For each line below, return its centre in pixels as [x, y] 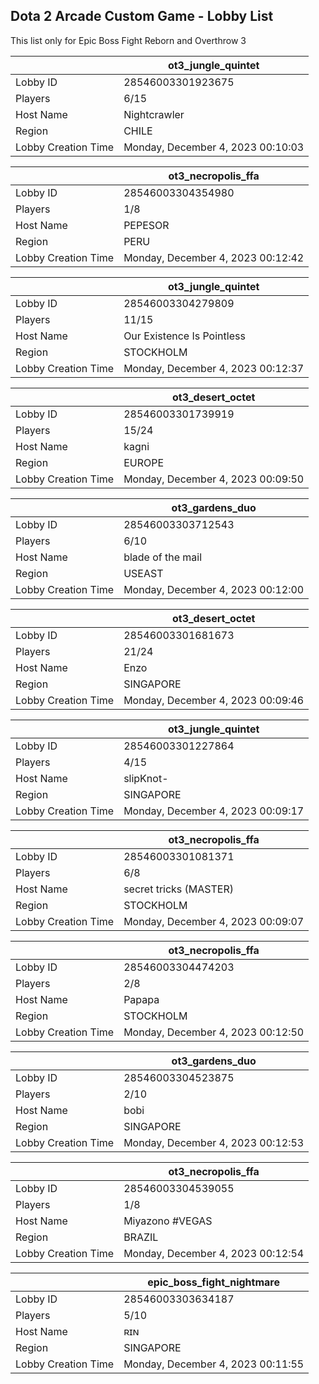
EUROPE [144, 462]
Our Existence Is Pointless [184, 336]
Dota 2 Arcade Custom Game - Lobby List [142, 16]
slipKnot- [146, 778]
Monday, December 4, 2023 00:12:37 [214, 368]
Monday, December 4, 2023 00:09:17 [214, 811]
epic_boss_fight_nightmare [213, 1282]
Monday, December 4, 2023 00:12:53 [214, 1142]
